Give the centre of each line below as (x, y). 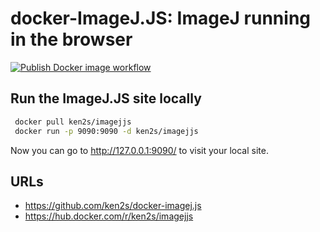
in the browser (71, 39)
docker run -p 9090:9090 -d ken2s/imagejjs (106, 131)
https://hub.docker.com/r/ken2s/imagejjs (109, 216)
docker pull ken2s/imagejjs (73, 122)
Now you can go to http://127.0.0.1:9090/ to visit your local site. (139, 150)
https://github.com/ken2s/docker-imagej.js (113, 206)
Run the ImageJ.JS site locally (106, 98)
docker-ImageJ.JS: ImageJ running (161, 18)
